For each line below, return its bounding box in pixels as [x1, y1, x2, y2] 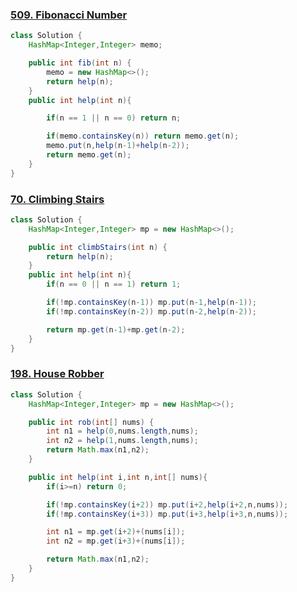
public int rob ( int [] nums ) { [28, 417, 155, 427]
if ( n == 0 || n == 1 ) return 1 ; [46, 279, 182, 290]
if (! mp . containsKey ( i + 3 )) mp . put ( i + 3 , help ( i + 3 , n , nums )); [46, 509, 289, 519]
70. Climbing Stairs [10, 192, 105, 206]
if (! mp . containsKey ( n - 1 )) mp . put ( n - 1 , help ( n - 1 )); [46, 298, 258, 308]
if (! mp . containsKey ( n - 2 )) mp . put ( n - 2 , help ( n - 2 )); [46, 306, 258, 317]
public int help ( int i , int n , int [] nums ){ [28, 472, 208, 482]
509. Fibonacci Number [10, 8, 128, 22]
